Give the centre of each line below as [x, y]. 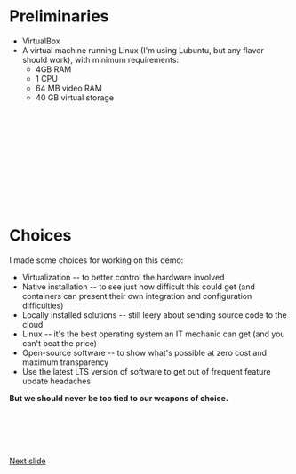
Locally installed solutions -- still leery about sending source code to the [154, 315]
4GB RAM [53, 69]
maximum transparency [65, 362]
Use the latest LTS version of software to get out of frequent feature [146, 371]
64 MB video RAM [68, 88]
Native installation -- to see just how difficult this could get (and [139, 287]
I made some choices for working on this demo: [96, 260]
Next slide [28, 461]
